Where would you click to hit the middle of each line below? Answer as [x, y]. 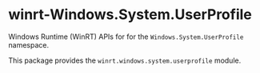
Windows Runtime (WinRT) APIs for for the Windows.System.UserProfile [126, 36]
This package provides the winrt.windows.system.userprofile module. [125, 60]
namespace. [29, 44]
